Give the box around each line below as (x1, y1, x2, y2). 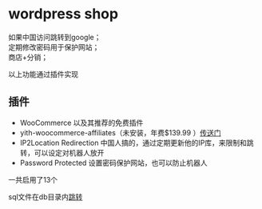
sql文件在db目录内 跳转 (8, 191, 83, 201)
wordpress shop (8, 5, 118, 23)
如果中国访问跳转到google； (8, 32, 101, 42)
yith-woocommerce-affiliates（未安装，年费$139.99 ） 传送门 (19, 127, 221, 137)
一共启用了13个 (8, 175, 58, 184)
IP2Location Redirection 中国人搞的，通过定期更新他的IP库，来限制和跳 (19, 138, 254, 147)
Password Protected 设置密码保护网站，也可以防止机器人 (19, 158, 208, 167)
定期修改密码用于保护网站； (8, 42, 100, 52)
